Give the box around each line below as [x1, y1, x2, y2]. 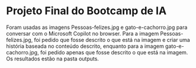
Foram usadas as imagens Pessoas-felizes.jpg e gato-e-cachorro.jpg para [6, 24, 188, 31]
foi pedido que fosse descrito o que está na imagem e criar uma [34, 36, 191, 43]
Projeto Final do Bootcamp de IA [6, 4, 167, 18]
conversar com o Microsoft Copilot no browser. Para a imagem [6, 30, 159, 37]
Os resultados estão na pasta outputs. [6, 55, 99, 62]
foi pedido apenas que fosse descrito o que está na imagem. [40, 48, 188, 56]
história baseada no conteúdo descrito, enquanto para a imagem [6, 43, 164, 50]
